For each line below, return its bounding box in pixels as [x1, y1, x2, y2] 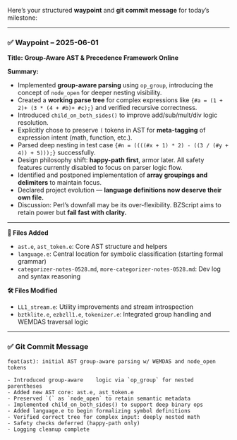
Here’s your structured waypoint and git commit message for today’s [7, 6, 209, 14]
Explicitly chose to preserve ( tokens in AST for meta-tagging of [17, 126, 206, 135]
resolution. [17, 118, 49, 127]
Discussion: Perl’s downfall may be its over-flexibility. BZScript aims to [17, 201, 221, 209]
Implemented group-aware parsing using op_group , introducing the [17, 81, 214, 90]
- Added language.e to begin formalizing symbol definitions [7, 407, 191, 415]
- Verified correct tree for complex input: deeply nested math [7, 413, 200, 420]
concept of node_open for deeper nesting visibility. [17, 88, 162, 97]
